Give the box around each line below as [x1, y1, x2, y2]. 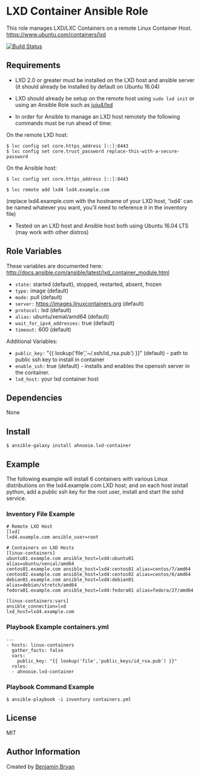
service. [6, 494, 27, 502]
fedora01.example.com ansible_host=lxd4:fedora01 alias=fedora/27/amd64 [6, 587, 194, 594]
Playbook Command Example [6, 682, 95, 691]
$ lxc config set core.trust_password [6, 148, 104, 154]
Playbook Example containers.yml [6, 623, 109, 631]
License [6, 713, 37, 723]
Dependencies [6, 392, 62, 403]
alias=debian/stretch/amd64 [6, 582, 77, 588]
